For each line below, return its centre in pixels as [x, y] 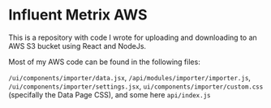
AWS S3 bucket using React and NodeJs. [77, 45]
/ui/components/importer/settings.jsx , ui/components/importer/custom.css [136, 86]
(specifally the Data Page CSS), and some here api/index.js [110, 94]
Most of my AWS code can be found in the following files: [104, 62]
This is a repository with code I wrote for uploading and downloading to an [133, 37]
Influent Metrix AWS [78, 15]
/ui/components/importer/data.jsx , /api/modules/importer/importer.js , [130, 77]
